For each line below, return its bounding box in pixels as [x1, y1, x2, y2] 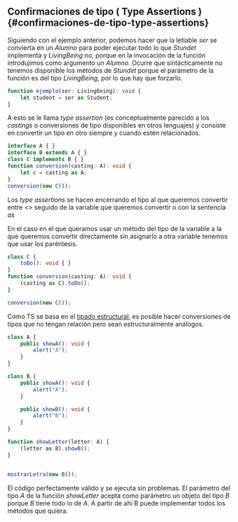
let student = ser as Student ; [20, 94, 113, 101]
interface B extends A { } [7, 149, 87, 156]
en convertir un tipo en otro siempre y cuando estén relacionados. [7, 128, 201, 138]
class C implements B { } [7, 156, 84, 163]
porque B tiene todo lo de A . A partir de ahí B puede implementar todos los [7, 498, 226, 507]
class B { [7, 373, 37, 380]
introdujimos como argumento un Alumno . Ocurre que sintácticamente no [7, 58, 223, 67]
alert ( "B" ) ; [33, 412, 69, 419]
